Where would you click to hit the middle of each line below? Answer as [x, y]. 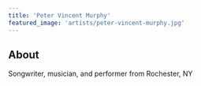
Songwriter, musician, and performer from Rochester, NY [100, 74]
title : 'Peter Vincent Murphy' [60, 15]
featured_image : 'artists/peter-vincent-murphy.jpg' [97, 23]
